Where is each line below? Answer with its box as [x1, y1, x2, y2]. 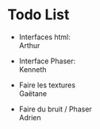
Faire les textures [18, 80, 76, 90]
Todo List [7, 6, 70, 24]
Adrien [18, 112, 41, 122]
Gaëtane [18, 88, 48, 98]
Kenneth [18, 64, 47, 74]
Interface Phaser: [18, 56, 76, 66]
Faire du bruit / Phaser [18, 104, 92, 114]
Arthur [18, 40, 40, 50]
